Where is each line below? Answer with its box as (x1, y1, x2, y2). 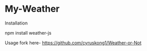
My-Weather (5, 3, 60, 15)
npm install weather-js (5, 30, 52, 36)
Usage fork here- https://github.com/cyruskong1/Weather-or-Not (5, 39, 141, 46)
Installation (5, 20, 28, 26)
